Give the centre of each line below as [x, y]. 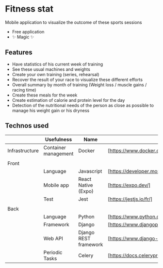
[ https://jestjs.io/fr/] [130, 199]
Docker [87, 150]
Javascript [90, 171]
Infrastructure [23, 150]
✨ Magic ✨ [23, 37]
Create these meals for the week [45, 95]
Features [19, 53]
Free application [28, 32]
